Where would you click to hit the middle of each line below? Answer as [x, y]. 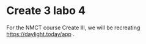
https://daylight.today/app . [41, 34]
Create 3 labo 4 [46, 11]
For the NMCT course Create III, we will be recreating [73, 28]
